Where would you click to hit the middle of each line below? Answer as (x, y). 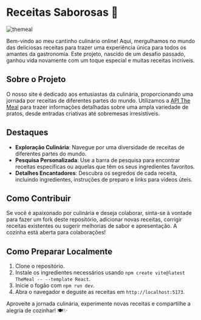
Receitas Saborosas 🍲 (62, 12)
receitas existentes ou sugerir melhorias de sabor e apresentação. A (92, 226)
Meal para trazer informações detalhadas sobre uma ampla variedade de (97, 107)
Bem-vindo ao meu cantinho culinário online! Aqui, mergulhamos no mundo (101, 41)
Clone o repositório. (40, 266)
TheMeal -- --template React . (53, 279)
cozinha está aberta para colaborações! (56, 233)
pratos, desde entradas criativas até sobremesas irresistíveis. (83, 113)
